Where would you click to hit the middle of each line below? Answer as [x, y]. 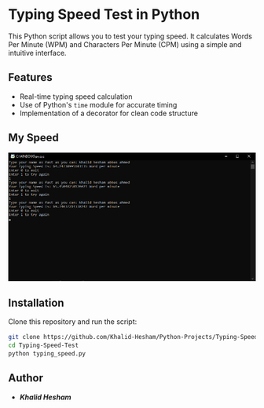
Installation [36, 302]
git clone [24, 337]
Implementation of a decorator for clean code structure [109, 113]
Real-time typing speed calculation [76, 97]
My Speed [33, 138]
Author [26, 378]
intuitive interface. [37, 53]
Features [30, 77]
